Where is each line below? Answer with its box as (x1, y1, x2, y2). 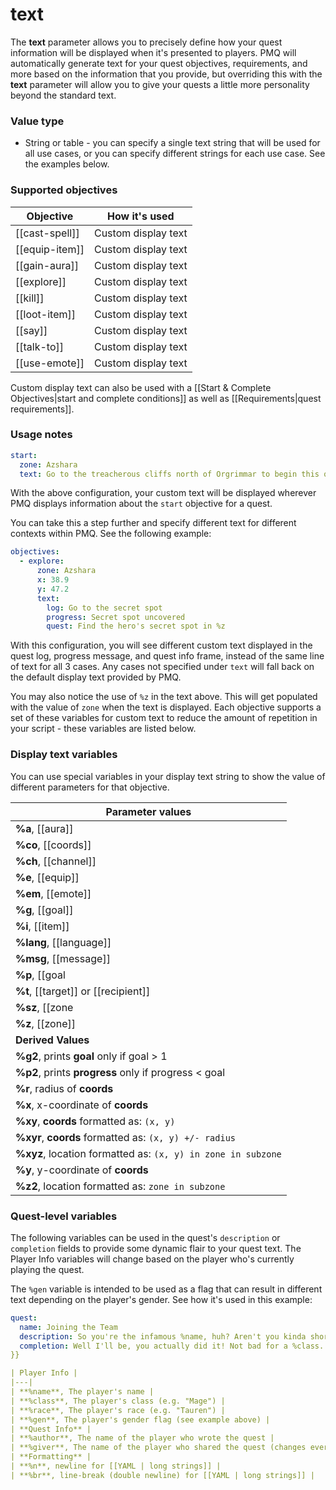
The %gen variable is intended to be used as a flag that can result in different (10, 1283, 323, 1295)
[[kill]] (15, 291, 45, 305)
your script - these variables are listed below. (10, 723, 197, 735)
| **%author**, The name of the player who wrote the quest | (10, 1433, 275, 1443)
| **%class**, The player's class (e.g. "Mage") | (10, 1396, 226, 1406)
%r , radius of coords (15, 1081, 114, 1095)
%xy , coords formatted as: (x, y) (15, 1114, 176, 1128)
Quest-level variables (10, 1209, 118, 1223)
